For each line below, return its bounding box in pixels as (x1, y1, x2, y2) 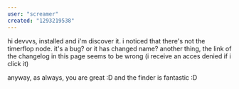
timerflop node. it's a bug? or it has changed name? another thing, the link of (7, 44, 232, 53)
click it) (7, 59, 29, 68)
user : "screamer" (7, 10, 59, 18)
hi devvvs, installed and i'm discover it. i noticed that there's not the (7, 36, 206, 45)
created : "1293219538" (7, 17, 75, 24)
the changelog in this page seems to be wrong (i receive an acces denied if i (7, 51, 231, 61)
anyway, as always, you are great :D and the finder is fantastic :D (7, 73, 198, 82)
